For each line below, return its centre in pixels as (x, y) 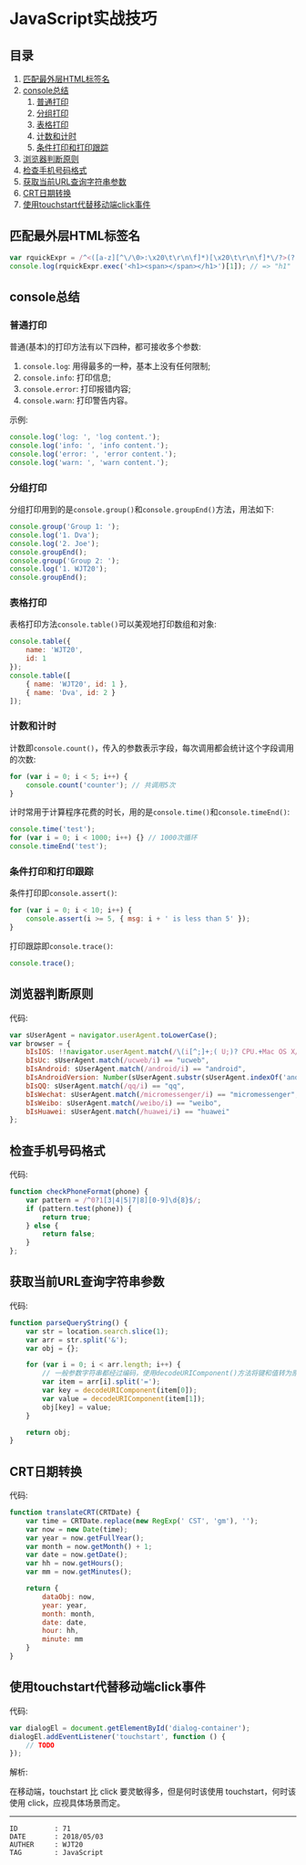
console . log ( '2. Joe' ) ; (55, 543)
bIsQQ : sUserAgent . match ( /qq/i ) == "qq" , (105, 1086)
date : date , (65, 1622)
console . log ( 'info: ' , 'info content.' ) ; (89, 446)
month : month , (69, 1614)
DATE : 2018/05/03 (56, 1837)
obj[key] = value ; (77, 1407)
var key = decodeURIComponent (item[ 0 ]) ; (120, 1390)
